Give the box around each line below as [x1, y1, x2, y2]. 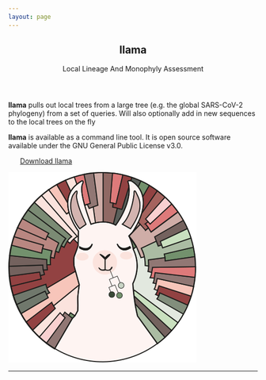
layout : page [8, 13, 51, 21]
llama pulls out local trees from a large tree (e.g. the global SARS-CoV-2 [8, 100, 243, 110]
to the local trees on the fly [8, 117, 97, 127]
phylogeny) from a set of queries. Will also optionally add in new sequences [8, 109, 256, 118]
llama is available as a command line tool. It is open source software [8, 132, 231, 142]
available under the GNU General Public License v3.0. [8, 141, 184, 151]
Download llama [19, 156, 73, 166]
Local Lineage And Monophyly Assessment [62, 64, 204, 74]
